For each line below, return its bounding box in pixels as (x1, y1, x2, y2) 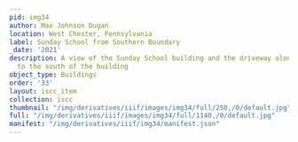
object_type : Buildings (9, 71, 98, 79)
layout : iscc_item (9, 86, 77, 95)
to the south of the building (17, 63, 129, 71)
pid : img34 (9, 12, 50, 22)
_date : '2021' (9, 46, 62, 55)
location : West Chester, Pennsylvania (9, 29, 153, 38)
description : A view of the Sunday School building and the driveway (9, 54, 272, 63)
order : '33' (9, 78, 53, 87)
